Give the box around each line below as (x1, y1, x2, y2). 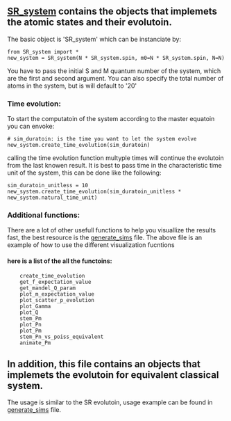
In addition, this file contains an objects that (7, 358, 201, 370)
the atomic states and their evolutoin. (7, 17, 172, 29)
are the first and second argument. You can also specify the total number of (7, 74, 224, 82)
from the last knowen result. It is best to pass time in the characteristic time (7, 161, 222, 170)
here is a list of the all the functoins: (7, 257, 112, 265)
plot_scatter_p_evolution (19, 296, 95, 303)
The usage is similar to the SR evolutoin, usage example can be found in (7, 398, 213, 406)
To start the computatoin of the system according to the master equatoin (7, 115, 215, 123)
